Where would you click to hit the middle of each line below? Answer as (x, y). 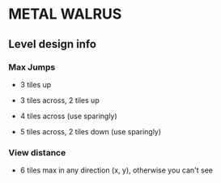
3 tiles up (36, 84)
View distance (37, 152)
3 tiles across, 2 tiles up (59, 100)
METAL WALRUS (65, 14)
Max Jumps (32, 67)
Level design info (53, 44)
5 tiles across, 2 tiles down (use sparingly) (91, 131)
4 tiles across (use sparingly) (68, 116)
